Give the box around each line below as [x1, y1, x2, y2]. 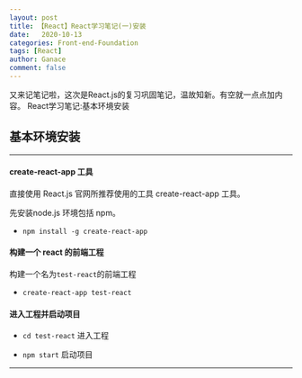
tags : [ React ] [9, 47, 63, 56]
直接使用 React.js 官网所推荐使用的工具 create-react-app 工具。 [9, 188, 245, 199]
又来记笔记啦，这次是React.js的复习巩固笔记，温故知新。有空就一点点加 [9, 89, 276, 100]
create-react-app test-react [22, 289, 132, 298]
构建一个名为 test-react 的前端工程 [9, 269, 137, 280]
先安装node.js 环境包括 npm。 [9, 207, 121, 218]
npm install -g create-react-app [22, 227, 148, 236]
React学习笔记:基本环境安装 [26, 100, 130, 111]
